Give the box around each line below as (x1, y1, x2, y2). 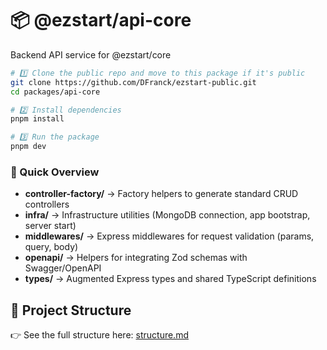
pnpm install (10, 114, 65, 124)
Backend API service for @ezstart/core (10, 48, 172, 61)
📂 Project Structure (10, 302, 132, 319)
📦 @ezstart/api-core (10, 9, 192, 32)
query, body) (24, 241, 79, 253)
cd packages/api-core (10, 87, 101, 97)
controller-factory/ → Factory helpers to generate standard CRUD (24, 188, 299, 200)
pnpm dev (10, 142, 47, 152)
